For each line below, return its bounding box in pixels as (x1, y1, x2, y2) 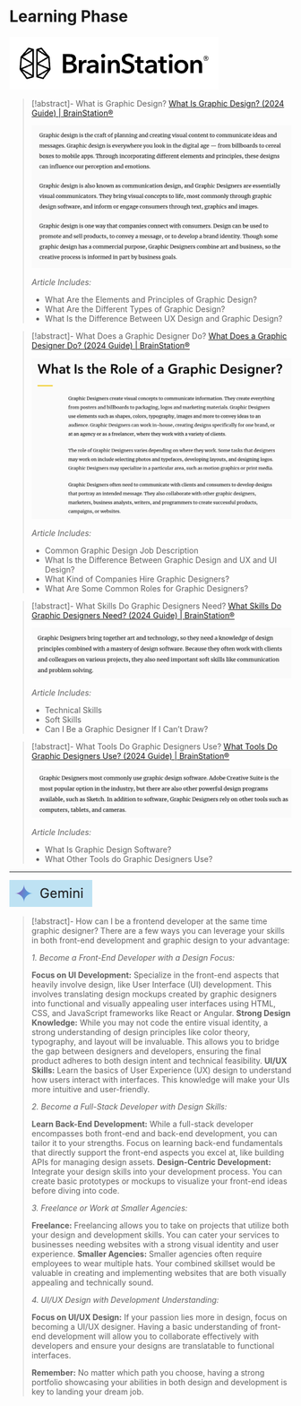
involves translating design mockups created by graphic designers (30, 988, 278, 1000)
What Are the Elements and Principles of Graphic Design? (44, 294, 258, 306)
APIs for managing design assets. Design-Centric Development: (30, 1157, 271, 1168)
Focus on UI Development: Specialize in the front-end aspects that (30, 970, 279, 980)
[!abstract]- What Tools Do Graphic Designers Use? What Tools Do (30, 741, 278, 752)
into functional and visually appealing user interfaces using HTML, (30, 998, 276, 1009)
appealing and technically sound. (30, 1277, 154, 1288)
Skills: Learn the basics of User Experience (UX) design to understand (30, 1065, 292, 1076)
